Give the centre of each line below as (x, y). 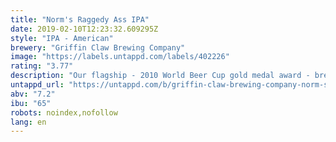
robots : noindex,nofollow (64, 112)
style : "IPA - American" (62, 38)
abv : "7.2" (33, 94)
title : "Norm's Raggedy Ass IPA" (80, 19)
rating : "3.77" (42, 66)
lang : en (28, 122)
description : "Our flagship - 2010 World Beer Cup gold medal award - (160, 76)
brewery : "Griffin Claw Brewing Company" (98, 47)
